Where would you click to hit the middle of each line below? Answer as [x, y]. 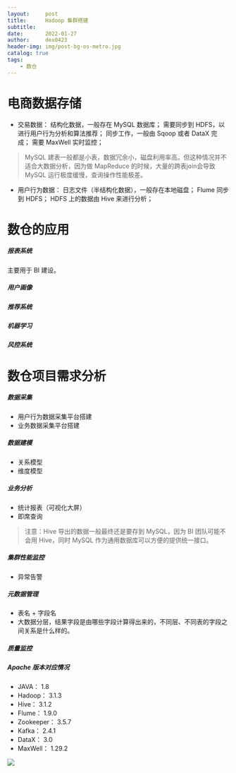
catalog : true [28, 54]
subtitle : [22, 27]
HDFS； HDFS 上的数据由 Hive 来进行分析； [89, 198]
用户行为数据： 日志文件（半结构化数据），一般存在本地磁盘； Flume [116, 190]
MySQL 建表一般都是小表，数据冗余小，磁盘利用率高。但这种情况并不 [125, 157]
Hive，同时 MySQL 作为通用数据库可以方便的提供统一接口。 [125, 540]
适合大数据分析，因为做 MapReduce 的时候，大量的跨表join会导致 [120, 166]
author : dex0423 [38, 40]
